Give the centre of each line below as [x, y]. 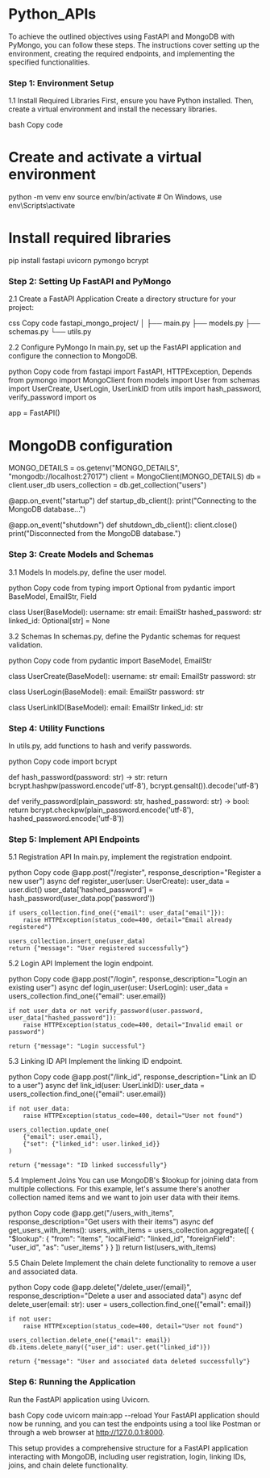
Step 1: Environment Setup [61, 83]
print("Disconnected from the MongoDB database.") [95, 534]
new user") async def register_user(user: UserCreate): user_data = [119, 881]
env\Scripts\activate [42, 206]
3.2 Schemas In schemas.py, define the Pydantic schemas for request [125, 636]
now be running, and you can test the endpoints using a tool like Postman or [135, 1424]
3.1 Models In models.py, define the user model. [87, 572]
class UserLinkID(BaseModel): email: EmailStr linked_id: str [106, 707]
